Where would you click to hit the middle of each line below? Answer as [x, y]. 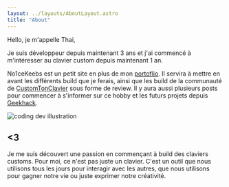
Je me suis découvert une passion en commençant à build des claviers [108, 154]
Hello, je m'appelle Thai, [41, 39]
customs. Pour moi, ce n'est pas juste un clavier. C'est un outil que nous [109, 162]
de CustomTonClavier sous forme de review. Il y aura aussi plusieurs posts [112, 88]
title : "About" [29, 20]
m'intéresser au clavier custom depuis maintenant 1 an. [85, 60]
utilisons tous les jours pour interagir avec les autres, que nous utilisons [108, 168]
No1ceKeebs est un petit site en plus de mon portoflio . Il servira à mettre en [114, 74]
